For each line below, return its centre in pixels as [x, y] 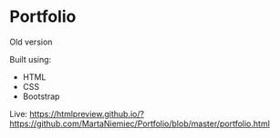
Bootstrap [41, 96]
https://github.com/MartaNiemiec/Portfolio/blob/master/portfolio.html [140, 123]
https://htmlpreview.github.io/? [87, 113]
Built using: [31, 59]
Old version [31, 42]
